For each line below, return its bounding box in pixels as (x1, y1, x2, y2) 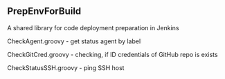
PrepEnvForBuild (7, 5, 82, 17)
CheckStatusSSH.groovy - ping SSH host (7, 63, 125, 71)
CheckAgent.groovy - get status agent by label (7, 37, 141, 45)
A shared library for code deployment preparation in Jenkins (7, 23, 179, 32)
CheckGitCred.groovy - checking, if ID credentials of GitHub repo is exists (7, 50, 218, 58)
